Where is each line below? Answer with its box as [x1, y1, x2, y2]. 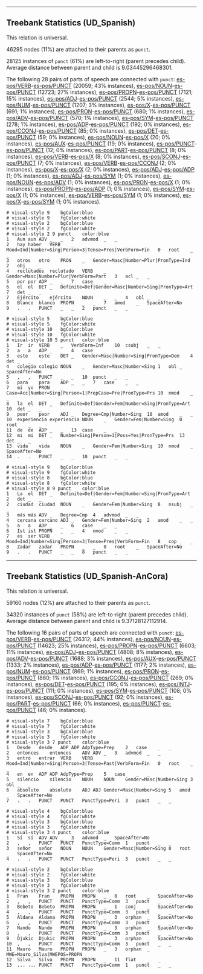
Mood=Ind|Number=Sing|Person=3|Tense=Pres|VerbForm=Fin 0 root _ [6, 247, 193, 253]
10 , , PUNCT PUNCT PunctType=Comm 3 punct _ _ [6, 941, 172, 947]
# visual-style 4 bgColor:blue [6, 808, 94, 814]
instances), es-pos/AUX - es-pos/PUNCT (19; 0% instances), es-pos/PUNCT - [6, 140, 197, 147]
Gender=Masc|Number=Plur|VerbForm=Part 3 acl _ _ [6, 273, 150, 279]
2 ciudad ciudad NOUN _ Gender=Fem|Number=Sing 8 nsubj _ [6, 501, 193, 507]
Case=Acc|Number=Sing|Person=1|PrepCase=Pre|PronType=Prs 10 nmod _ [6, 390, 193, 396]
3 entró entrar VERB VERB [6, 755, 94, 761]
